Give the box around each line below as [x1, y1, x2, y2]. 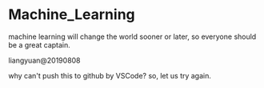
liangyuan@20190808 [8, 55, 82, 65]
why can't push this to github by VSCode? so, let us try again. [8, 71, 212, 80]
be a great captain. [8, 40, 70, 49]
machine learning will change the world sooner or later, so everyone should [8, 32, 257, 41]
